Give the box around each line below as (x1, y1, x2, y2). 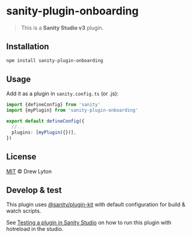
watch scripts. (6, 208, 41, 215)
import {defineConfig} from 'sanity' (6, 102, 101, 108)
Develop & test (6, 185, 62, 195)
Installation (6, 42, 49, 52)
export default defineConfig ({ (6, 118, 85, 125)
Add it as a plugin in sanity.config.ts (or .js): (6, 90, 119, 97)
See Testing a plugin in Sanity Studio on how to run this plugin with (6, 219, 172, 226)
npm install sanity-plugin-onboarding (6, 57, 103, 64)
